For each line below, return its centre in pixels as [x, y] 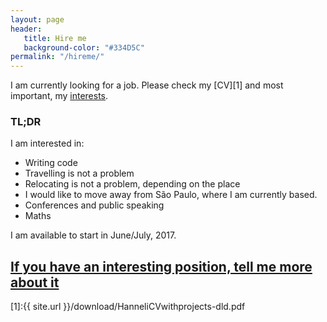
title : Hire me [55, 38]
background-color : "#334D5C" [84, 47]
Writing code [51, 163]
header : [26, 29]
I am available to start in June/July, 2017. [93, 235]
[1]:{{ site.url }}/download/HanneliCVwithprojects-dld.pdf [128, 307]
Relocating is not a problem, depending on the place [132, 184]
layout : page [37, 19]
